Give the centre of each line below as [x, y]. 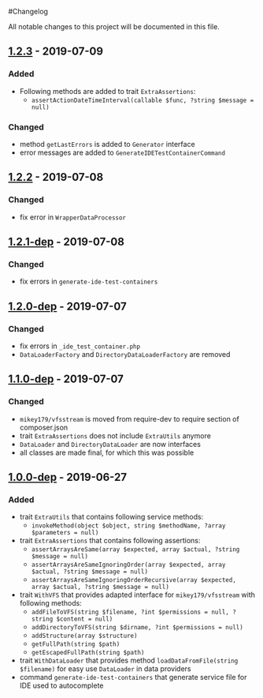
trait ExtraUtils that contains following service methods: [111, 517]
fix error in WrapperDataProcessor [73, 217]
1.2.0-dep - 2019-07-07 [68, 306]
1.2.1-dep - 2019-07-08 [66, 242]
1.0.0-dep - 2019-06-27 [68, 477]
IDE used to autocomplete [61, 685]
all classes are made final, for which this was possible [107, 452]
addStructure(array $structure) [84, 636]
